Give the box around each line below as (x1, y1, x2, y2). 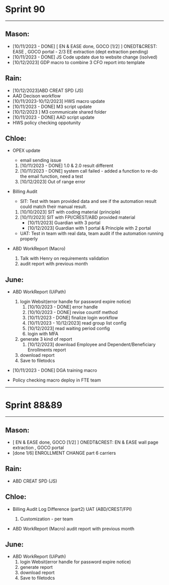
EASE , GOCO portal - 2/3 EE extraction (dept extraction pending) (12, 48, 148, 55)
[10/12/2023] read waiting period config (27, 326, 110, 332)
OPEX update (12, 147, 41, 153)
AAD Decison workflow (12, 92, 61, 99)
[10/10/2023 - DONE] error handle (27, 304, 98, 310)
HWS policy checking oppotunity (12, 120, 81, 126)
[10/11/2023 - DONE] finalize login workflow (27, 314, 118, 321)
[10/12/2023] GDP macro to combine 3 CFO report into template (12, 59, 145, 65)
